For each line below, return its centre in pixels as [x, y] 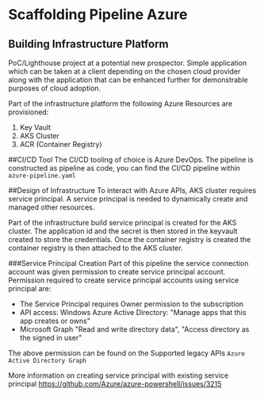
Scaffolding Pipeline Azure [98, 15]
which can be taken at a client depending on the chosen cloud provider [124, 71]
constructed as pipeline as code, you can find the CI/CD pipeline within [124, 168]
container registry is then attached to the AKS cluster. [96, 248]
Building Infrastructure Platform [88, 44]
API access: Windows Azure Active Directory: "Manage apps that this [133, 312]
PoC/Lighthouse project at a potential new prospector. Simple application [128, 63]
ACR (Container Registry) [61, 144]
